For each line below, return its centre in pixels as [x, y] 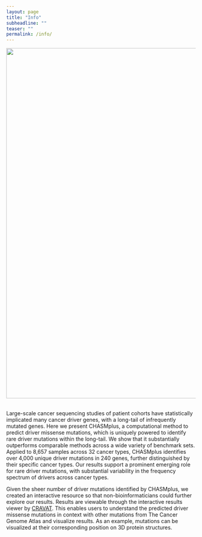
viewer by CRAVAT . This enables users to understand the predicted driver [97, 508]
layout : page [23, 12]
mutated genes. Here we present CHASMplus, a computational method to [97, 426]
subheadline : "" [26, 23]
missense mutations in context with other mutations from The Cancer [92, 515]
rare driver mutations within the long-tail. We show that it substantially [93, 439]
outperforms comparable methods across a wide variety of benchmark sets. [101, 445]
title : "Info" [24, 17]
